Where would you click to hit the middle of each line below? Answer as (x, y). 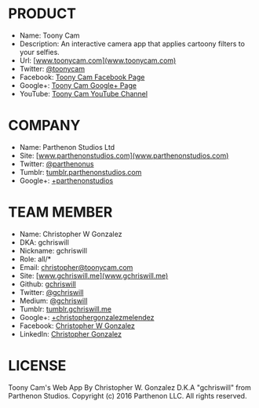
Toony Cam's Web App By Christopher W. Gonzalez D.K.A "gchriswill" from (129, 387)
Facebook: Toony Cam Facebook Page (82, 77)
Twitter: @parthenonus (57, 164)
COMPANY (44, 126)
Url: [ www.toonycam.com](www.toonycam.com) (98, 60)
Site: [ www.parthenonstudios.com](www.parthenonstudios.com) (124, 155)
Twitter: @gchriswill (51, 292)
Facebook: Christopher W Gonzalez (77, 326)
